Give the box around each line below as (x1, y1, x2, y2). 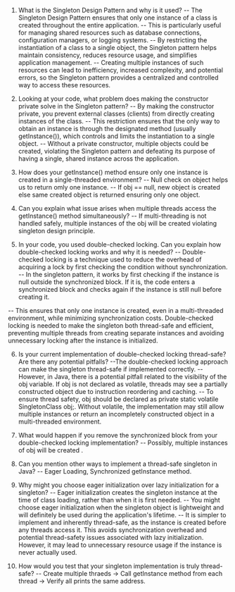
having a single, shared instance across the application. (18, 154, 180, 163)
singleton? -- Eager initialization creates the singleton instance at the (18, 488, 217, 496)
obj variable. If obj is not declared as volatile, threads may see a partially (18, 380, 228, 388)
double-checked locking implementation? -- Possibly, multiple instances (18, 438, 228, 447)
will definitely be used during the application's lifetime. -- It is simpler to (18, 511, 227, 519)
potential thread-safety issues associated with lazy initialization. (18, 534, 204, 541)
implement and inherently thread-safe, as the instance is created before (18, 518, 227, 526)
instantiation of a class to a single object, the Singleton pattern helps (18, 44, 217, 51)
